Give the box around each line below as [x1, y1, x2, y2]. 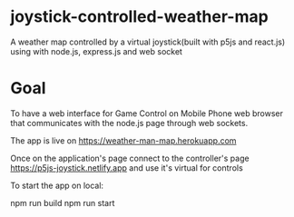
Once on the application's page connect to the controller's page [10, 153, 250, 163]
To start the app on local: [10, 180, 103, 191]
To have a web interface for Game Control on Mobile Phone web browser [10, 107, 284, 119]
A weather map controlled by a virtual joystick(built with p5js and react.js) [10, 36, 286, 47]
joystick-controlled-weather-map [10, 6, 269, 27]
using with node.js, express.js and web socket [10, 45, 182, 56]
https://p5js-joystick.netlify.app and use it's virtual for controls [10, 162, 243, 173]
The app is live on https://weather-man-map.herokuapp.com [10, 134, 237, 146]
